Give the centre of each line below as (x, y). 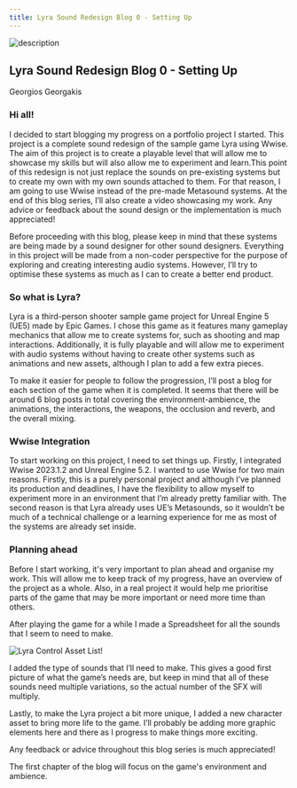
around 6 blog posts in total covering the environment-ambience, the (135, 399)
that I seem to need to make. (61, 633)
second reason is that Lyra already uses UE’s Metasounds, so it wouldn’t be (147, 508)
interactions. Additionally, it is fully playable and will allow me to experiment (147, 345)
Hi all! (22, 114)
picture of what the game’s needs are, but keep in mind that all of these (139, 677)
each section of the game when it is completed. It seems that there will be (144, 390)
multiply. (25, 696)
